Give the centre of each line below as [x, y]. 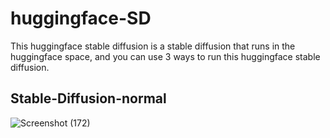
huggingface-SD [81, 18]
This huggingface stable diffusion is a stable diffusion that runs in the [153, 46]
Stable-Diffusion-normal [88, 98]
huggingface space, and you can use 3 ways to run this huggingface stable [165, 56]
